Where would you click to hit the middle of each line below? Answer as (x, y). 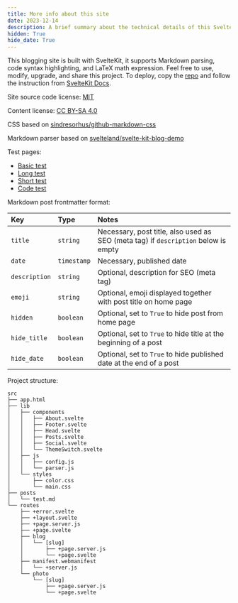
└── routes (23, 506)
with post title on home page (145, 302)
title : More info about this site (58, 14)
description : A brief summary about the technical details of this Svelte (120, 27)
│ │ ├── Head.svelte (44, 431)
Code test (32, 188)
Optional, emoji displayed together (154, 293)
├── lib (19, 406)
